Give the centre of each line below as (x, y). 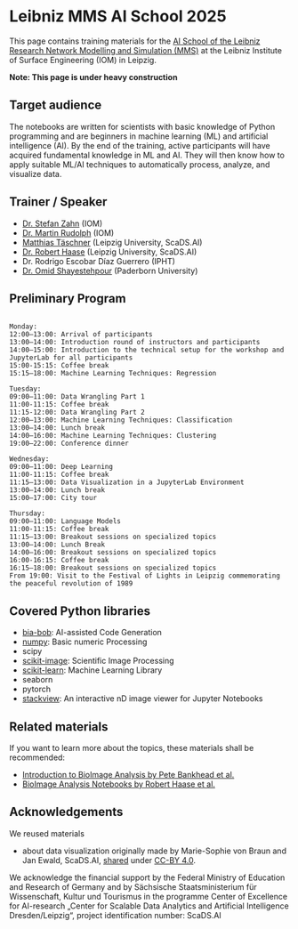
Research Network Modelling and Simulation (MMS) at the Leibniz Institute (146, 50)
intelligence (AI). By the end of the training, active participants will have (140, 145)
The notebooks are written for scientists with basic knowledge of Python (142, 126)
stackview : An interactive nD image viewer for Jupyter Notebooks (142, 699)
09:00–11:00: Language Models (65, 521)
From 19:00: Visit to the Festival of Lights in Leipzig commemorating (145, 576)
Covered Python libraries (80, 611)
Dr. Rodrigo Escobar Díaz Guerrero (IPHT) (99, 261)
